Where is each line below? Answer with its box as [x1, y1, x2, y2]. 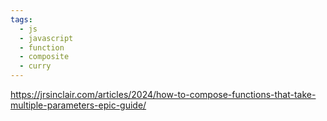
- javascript [19, 33, 74, 43]
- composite [19, 52, 70, 62]
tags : [10, 14, 33, 25]
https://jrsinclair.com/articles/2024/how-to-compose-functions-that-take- [10, 89, 317, 100]
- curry [19, 61, 52, 71]
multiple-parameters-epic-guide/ [10, 99, 147, 111]
